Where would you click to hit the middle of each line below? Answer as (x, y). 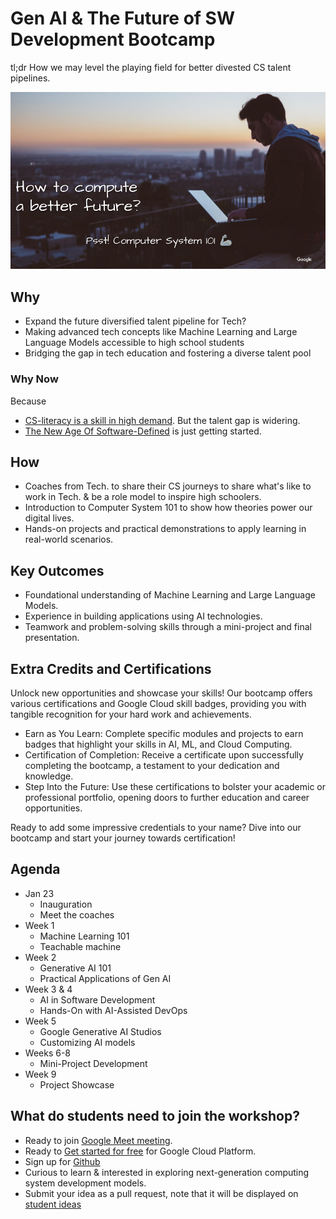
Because (28, 401)
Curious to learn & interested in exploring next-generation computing (167, 1172)
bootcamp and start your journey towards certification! (123, 838)
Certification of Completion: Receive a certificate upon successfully (164, 754)
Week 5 (40, 1021)
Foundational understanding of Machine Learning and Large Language (170, 595)
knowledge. (49, 776)
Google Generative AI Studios (100, 1031)
